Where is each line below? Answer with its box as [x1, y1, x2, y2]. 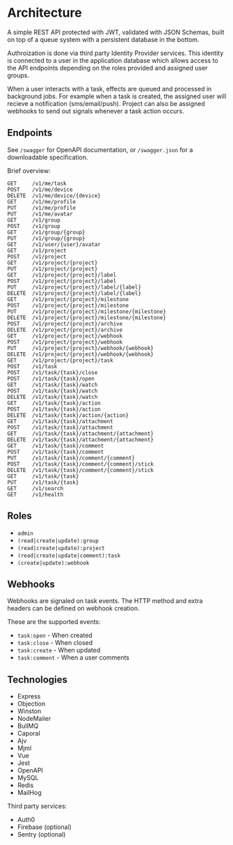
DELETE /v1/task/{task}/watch [7, 393, 98, 400]
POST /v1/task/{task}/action [7, 406, 101, 413]
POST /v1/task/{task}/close [7, 369, 98, 376]
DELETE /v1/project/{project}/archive [7, 326, 123, 333]
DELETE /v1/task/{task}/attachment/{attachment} [7, 436, 154, 443]
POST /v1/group [7, 222, 61, 229]
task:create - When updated [17, 646, 101, 655]
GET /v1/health [7, 491, 64, 498]
